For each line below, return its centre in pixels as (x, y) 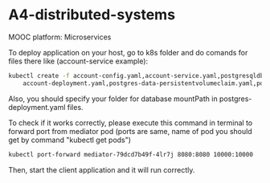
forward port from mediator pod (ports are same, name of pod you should (130, 131)
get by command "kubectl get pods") (70, 140)
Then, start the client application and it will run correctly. (102, 169)
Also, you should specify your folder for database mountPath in (113, 99)
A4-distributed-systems (92, 15)
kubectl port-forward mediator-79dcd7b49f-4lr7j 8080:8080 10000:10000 (131, 154)
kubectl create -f (39, 75)
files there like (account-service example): (78, 61)
